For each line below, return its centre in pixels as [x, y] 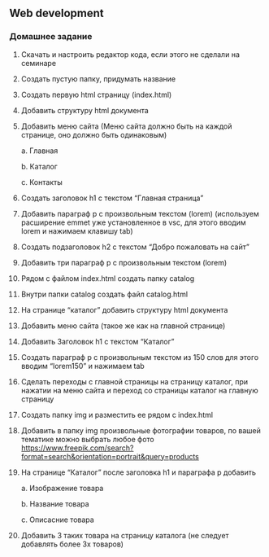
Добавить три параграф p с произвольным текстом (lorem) [124, 262]
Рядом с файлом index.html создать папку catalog [108, 278]
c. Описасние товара [57, 520]
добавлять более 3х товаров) [72, 544]
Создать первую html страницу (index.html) [96, 94]
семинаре [38, 63]
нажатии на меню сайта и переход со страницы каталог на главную [139, 390]
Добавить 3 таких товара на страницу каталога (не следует [125, 535]
